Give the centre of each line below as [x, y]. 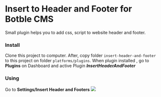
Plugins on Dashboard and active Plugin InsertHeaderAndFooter [70, 66]
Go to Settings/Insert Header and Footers [48, 89]
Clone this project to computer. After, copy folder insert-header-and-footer [80, 55]
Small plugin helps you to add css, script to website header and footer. [75, 32]
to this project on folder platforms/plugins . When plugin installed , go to [77, 61]
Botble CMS [29, 19]
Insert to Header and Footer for [69, 9]
